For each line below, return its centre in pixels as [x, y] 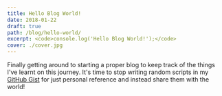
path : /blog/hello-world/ [44, 33]
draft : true [24, 26]
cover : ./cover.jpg [35, 45]
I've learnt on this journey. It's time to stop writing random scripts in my [108, 72]
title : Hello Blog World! [44, 13]
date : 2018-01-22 [32, 20]
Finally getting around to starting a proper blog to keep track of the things [111, 65]
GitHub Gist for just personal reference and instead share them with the [108, 79]
